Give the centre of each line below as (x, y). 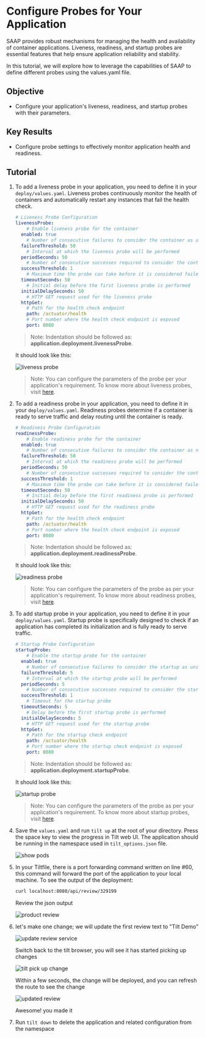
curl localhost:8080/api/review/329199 (66, 891)
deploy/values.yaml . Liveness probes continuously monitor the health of (106, 193)
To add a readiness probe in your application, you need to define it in (102, 403)
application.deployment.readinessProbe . (84, 554)
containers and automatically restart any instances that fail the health (102, 200)
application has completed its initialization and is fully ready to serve (101, 627)
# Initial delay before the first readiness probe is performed (110, 496)
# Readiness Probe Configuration (58, 428)
